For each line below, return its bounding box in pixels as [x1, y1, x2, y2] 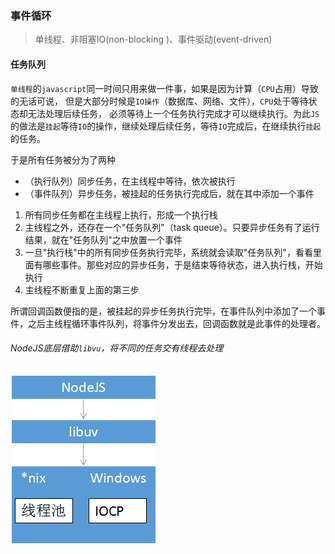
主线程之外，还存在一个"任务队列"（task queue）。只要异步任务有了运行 [24, 221, 320, 233]
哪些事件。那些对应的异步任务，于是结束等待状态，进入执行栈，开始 [42, 258, 323, 271]
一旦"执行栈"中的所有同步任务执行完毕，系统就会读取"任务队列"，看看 [24, 246, 313, 258]
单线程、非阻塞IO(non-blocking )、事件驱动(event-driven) [34, 33, 273, 46]
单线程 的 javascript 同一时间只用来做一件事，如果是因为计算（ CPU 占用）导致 [10, 82, 319, 94]
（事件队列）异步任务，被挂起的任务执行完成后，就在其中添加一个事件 [24, 187, 315, 199]
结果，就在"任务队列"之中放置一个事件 [24, 233, 183, 246]
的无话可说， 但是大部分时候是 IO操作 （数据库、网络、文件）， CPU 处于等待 [10, 95, 309, 107]
